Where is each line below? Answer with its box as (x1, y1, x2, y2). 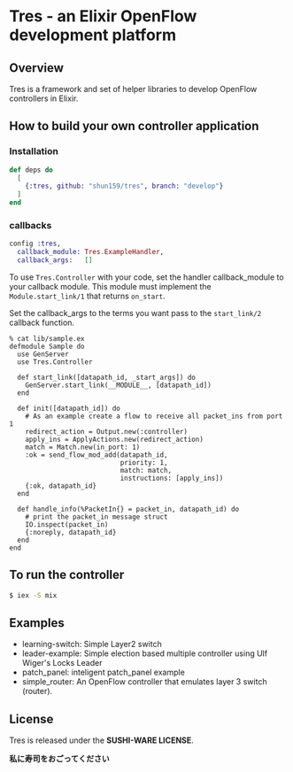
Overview (9, 60, 65, 75)
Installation (9, 145, 59, 158)
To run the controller (9, 567, 125, 583)
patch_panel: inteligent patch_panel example (21, 667, 186, 678)
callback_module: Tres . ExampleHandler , (17, 248, 165, 257)
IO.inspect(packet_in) (25, 520, 109, 529)
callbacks (9, 219, 52, 231)
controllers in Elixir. (9, 93, 79, 104)
